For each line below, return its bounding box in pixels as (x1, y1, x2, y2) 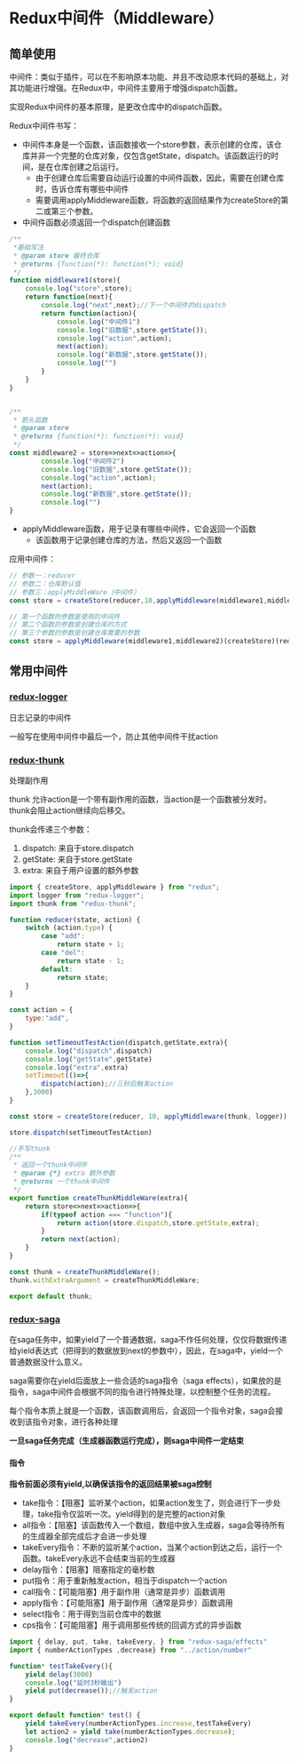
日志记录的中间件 (9, 712, 72, 722)
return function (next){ (25, 292, 114, 302)
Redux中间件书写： (9, 121, 80, 131)
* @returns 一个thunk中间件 (12, 1177, 111, 1186)
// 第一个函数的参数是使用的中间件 (9, 612, 121, 621)
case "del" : (41, 948, 86, 958)
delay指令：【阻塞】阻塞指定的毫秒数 (21, 1565, 155, 1575)
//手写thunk (9, 1143, 51, 1153)
